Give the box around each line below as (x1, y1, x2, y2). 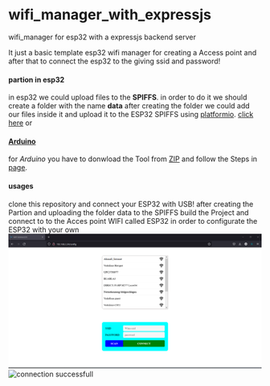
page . (8, 163, 28, 173)
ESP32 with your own (8, 225, 80, 234)
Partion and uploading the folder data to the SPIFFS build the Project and (8, 207, 249, 217)
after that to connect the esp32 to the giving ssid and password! (8, 56, 221, 66)
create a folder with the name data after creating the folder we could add (8, 101, 251, 111)
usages (8, 181, 34, 190)
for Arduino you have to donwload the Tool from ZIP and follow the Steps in (8, 154, 258, 164)
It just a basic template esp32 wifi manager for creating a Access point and (8, 47, 257, 57)
